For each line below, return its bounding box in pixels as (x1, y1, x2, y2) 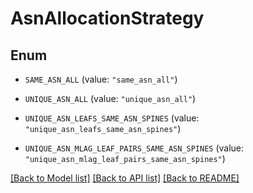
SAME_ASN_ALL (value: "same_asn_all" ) (24, 73, 178, 85)
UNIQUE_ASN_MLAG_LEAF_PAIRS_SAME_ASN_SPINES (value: (24, 142, 245, 154)
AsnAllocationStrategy (10, 7, 205, 30)
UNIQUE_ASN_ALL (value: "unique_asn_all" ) (24, 93, 197, 104)
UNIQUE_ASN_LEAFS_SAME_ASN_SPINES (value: (24, 112, 200, 124)
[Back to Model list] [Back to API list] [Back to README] (10, 172, 240, 184)
